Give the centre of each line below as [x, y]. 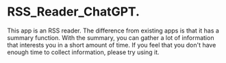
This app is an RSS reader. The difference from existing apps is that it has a [113, 30]
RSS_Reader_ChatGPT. [74, 12]
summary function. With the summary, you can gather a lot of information [111, 37]
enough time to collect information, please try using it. [83, 52]
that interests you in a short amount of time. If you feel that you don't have [112, 45]
